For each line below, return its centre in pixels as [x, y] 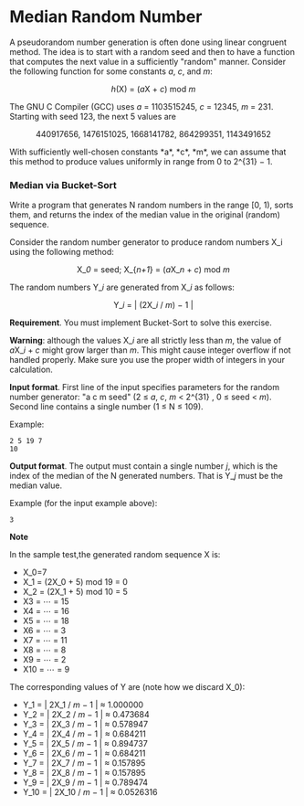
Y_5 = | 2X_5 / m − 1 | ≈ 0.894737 [85, 744]
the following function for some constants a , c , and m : [111, 71]
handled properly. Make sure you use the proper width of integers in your [147, 360]
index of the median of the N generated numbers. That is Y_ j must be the [146, 476]
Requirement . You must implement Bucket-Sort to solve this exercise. [141, 323]
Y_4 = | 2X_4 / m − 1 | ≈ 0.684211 [84, 734]
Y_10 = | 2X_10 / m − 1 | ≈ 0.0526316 [90, 792]
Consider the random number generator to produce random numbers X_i [146, 242]
